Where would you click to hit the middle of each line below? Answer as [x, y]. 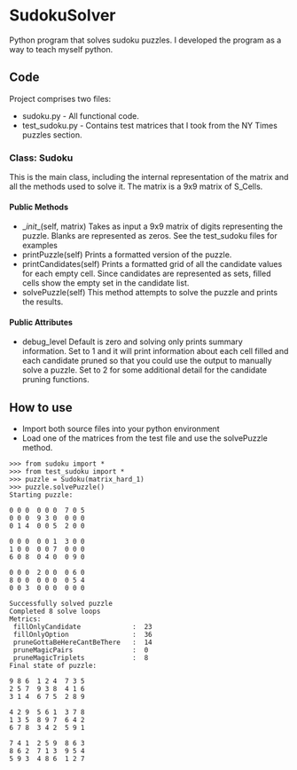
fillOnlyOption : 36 [82, 635]
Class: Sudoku [41, 158]
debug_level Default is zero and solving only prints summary [133, 342]
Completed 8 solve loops [55, 612]
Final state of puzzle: [53, 666]
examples [39, 246]
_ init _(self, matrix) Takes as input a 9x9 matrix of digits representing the [152, 226]
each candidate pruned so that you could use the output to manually [147, 361]
